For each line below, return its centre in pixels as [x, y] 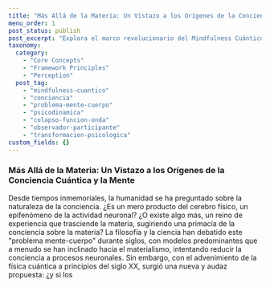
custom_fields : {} [39, 142]
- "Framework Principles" [66, 68]
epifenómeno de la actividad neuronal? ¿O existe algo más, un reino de [126, 215]
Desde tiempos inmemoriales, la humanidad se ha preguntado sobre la [125, 198]
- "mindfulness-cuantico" [66, 90]
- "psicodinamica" [53, 113]
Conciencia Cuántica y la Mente [72, 180]
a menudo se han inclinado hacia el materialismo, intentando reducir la [125, 249]
